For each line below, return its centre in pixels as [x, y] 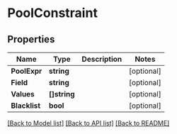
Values [23, 94]
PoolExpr [27, 71]
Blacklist [26, 106]
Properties [31, 39]
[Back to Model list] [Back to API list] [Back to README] [88, 123]
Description [102, 59]
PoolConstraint [52, 13]
